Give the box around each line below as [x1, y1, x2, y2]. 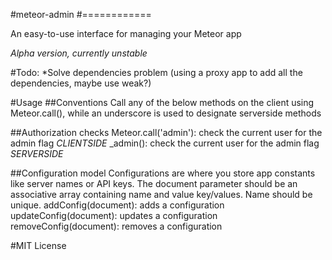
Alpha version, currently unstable [10, 47, 148, 59]
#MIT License [10, 240, 67, 251]
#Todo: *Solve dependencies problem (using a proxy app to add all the [10, 67, 303, 78]
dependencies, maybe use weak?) [10, 77, 152, 89]
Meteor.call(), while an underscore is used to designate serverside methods [10, 107, 322, 119]
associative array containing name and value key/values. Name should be [10, 189, 313, 200]
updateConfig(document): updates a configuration [10, 210, 218, 221]
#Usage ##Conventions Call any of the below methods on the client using [10, 97, 315, 108]
